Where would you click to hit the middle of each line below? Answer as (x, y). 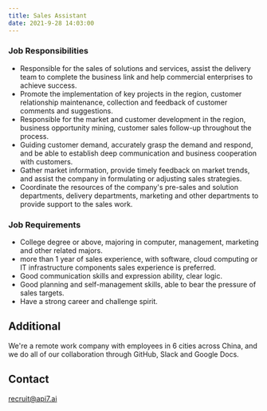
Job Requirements (45, 224)
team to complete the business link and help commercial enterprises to (136, 77)
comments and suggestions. (67, 111)
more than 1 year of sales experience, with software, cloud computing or (139, 259)
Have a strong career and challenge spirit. (88, 302)
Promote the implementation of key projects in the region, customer (131, 93)
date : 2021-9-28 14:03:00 (51, 23)
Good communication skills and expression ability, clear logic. (121, 276)
